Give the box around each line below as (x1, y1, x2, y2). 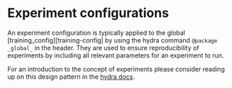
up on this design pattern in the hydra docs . (7, 72, 136, 81)
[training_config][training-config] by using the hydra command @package (7, 35, 218, 44)
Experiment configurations (7, 5, 169, 21)
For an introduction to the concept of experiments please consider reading (7, 65, 226, 73)
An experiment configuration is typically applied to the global (7, 28, 186, 37)
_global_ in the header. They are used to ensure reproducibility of (7, 43, 200, 52)
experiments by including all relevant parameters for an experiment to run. (7, 51, 224, 60)
